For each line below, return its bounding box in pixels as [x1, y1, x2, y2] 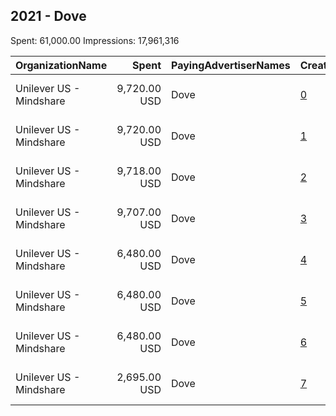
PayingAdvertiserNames [171, 58, 291, 72]
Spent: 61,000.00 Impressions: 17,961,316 [10, 34, 180, 46]
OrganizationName [15, 58, 108, 72]
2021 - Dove [10, 8, 87, 25]
